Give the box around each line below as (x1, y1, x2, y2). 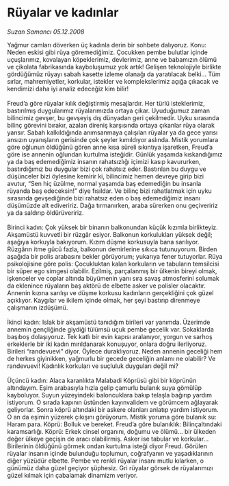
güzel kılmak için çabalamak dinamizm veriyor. (7, 471, 138, 479)
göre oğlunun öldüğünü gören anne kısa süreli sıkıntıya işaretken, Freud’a (7, 143, 213, 151)
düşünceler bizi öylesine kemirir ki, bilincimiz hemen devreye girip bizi (7, 172, 204, 180)
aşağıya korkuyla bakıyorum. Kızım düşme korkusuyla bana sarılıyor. (7, 238, 200, 246)
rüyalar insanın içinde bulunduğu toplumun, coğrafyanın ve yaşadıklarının (7, 449, 213, 457)
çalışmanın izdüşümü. (7, 303, 68, 312)
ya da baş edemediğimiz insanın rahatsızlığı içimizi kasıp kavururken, (7, 157, 201, 165)
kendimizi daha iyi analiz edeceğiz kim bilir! (7, 84, 129, 93)
